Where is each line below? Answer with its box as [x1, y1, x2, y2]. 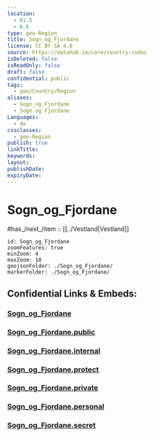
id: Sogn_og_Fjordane [7, 238, 70, 246]
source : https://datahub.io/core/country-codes [7, 49, 148, 56]
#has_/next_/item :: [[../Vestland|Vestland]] [7, 225, 130, 233]
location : [7, 10, 36, 17]
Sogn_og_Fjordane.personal [7, 402, 105, 411]
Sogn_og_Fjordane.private [7, 383, 99, 393]
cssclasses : [7, 127, 42, 134]
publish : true [7, 140, 49, 147]
